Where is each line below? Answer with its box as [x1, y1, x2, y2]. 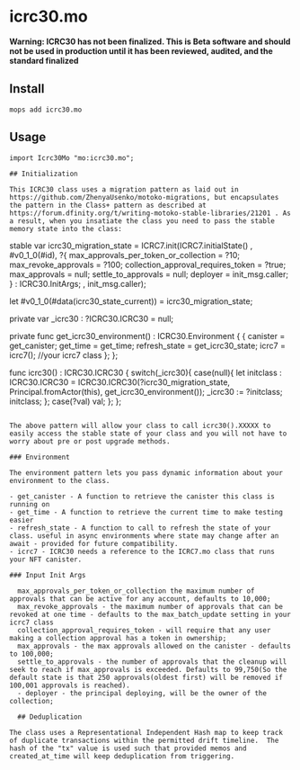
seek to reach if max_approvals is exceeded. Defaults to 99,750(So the [9, 665, 287, 674]
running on [9, 499, 50, 509]
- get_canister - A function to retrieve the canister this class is [9, 492, 276, 501]
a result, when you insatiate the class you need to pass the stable [9, 216, 276, 226]
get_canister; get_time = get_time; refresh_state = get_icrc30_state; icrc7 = [9, 340, 286, 351]
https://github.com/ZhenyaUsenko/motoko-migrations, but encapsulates [9, 192, 279, 201]
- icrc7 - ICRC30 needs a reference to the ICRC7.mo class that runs [9, 547, 276, 556]
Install [9, 81, 45, 96]
